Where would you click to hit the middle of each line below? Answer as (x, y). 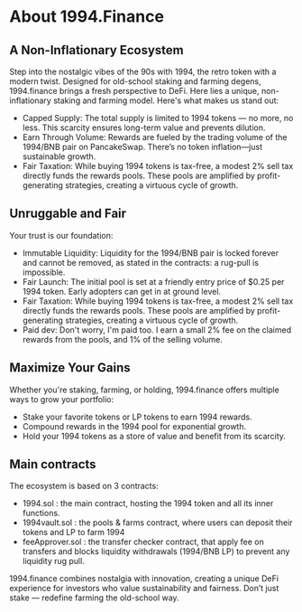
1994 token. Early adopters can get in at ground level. (122, 291)
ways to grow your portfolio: (62, 399)
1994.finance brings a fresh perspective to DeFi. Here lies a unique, (134, 91)
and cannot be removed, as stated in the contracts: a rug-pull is (141, 262)
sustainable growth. (59, 156)
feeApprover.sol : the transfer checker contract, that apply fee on (143, 542)
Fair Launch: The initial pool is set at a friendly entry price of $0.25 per (153, 281)
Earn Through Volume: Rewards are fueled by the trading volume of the (155, 137)
